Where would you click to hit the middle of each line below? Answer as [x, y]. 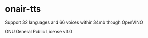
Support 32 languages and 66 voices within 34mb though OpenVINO [74, 22]
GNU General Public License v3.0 [38, 31]
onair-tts [23, 9]
